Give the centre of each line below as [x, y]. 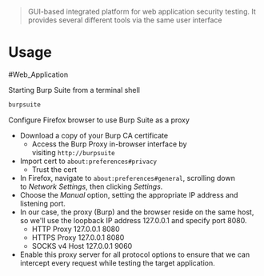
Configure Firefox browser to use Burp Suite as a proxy [99, 120]
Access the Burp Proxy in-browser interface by [109, 144]
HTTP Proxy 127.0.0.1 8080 [76, 229]
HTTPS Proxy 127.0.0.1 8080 [78, 237]
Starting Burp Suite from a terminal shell [74, 90]
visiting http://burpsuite [73, 152]
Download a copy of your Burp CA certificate [94, 135]
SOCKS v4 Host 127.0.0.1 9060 [82, 246]
